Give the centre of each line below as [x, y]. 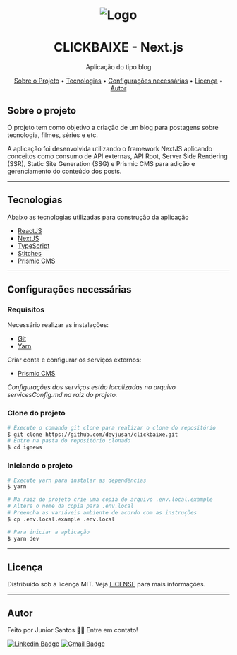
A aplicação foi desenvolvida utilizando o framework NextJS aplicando [110, 148]
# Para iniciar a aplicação [49, 532]
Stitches [30, 253]
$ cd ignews [25, 448]
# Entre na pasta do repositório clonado [69, 441]
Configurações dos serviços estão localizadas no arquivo [92, 387]
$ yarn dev [23, 538]
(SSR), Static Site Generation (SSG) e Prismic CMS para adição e [101, 163]
